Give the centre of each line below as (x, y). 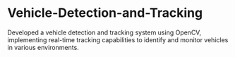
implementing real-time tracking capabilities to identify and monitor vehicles (118, 39)
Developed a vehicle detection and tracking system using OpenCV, (104, 32)
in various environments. (43, 47)
